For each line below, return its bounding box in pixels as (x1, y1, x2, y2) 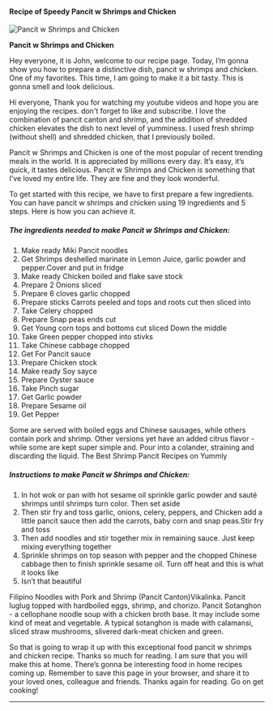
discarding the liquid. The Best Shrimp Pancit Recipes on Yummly (9, 451, 228, 461)
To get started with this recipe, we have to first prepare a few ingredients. (9, 189, 254, 199)
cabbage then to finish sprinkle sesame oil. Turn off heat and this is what (20, 559, 264, 569)
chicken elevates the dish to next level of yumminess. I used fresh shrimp (9, 123, 254, 133)
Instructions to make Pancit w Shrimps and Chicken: (9, 469, 190, 479)
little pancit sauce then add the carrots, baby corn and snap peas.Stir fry (20, 516, 264, 526)
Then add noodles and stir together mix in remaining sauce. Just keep (20, 533, 255, 543)
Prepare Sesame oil (20, 401, 87, 411)
